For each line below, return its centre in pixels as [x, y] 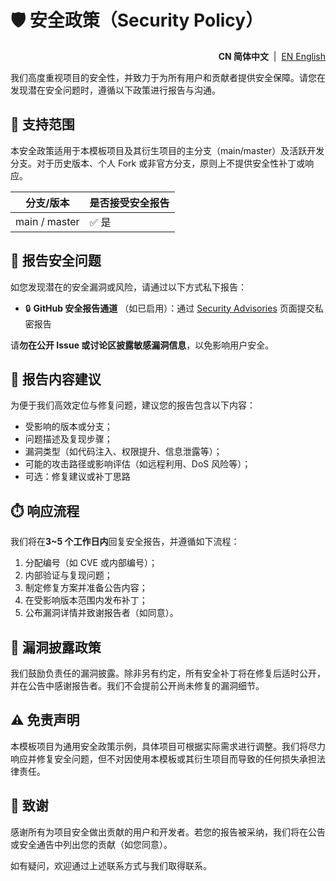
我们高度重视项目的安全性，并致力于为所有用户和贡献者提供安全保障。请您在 [168, 77]
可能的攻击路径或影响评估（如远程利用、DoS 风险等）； [138, 464]
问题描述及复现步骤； [68, 439]
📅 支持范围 [42, 124]
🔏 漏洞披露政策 [56, 647]
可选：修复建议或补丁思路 [77, 477]
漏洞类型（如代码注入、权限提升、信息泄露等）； [123, 452]
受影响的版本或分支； [68, 427]
